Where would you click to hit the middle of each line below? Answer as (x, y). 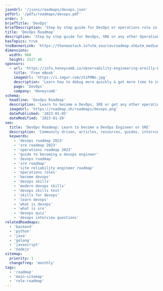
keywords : (19, 136)
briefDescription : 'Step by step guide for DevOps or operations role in (81, 28)
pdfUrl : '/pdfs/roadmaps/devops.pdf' (43, 14)
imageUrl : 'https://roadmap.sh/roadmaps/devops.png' (64, 109)
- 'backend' (22, 227)
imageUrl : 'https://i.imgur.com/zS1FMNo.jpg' (61, 77)
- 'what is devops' (33, 204)
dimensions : (17, 50)
